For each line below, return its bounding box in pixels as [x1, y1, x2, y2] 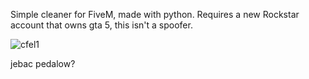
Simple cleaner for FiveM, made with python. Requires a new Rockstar [10, 9, 300, 20]
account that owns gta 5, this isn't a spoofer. [10, 19, 193, 31]
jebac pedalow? [10, 58, 76, 69]
